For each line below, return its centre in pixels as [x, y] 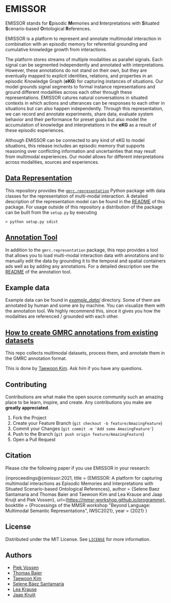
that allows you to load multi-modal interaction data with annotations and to [85, 255]
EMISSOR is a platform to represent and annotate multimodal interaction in [83, 38]
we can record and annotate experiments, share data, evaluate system [79, 114]
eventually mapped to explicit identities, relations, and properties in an [79, 75]
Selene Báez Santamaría [38, 584]
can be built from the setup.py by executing [51, 212]
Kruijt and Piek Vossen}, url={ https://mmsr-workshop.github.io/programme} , [86, 500]
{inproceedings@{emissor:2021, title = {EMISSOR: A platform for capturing [84, 478]
